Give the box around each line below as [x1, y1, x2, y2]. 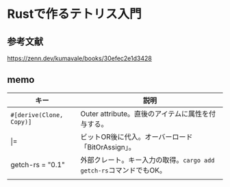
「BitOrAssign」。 [80, 142, 136, 151]
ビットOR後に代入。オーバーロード [80, 132, 193, 141]
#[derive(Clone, [10, 111, 64, 119]
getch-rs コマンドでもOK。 [80, 165, 166, 175]
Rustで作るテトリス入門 [7, 6, 142, 22]
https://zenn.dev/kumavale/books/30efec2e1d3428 [7, 54, 152, 62]
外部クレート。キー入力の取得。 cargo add [80, 155, 215, 164]
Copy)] [10, 118, 32, 125]
